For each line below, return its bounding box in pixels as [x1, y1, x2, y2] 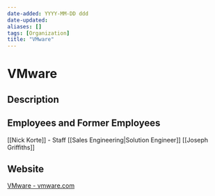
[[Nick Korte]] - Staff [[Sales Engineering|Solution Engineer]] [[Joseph [7, 136, 209, 144]
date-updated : [7, 17, 49, 24]
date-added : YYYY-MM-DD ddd [7, 10, 89, 17]
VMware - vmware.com [7, 181, 75, 190]
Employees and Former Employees [7, 117, 161, 129]
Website [7, 163, 44, 174]
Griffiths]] [7, 143, 35, 152]
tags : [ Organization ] [7, 29, 70, 37]
